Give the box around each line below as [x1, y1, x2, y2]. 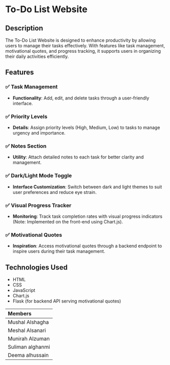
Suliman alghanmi [8, 343, 50, 350]
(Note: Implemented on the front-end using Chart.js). [12, 218, 123, 224]
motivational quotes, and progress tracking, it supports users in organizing [5, 48, 161, 54]
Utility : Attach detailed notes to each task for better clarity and [12, 154, 144, 160]
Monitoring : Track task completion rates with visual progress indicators [12, 213, 162, 219]
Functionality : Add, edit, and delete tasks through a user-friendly [12, 95, 150, 101]
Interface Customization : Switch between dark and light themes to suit [12, 184, 162, 190]
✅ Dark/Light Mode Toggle [5, 172, 72, 179]
